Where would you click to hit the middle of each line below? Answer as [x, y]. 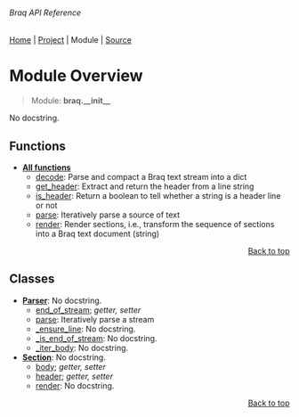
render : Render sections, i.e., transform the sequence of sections [155, 224]
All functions [46, 167]
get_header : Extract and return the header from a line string [145, 186]
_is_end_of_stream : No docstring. [96, 338]
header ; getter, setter [74, 376]
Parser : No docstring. [62, 300]
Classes [32, 279]
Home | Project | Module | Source [70, 40]
